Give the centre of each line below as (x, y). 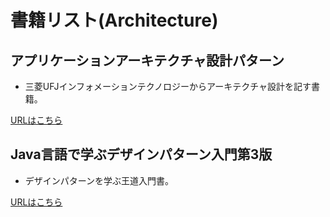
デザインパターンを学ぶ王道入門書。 (99, 180)
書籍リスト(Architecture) (114, 20)
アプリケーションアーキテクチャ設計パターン (147, 60)
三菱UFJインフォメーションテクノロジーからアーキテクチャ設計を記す (168, 86)
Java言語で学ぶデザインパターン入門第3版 (141, 154)
